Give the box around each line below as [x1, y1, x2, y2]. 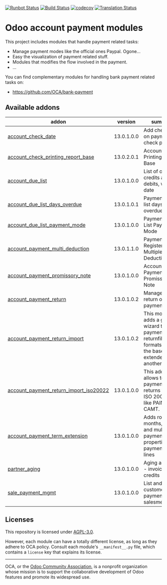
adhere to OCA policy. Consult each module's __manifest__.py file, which [5, 544, 155, 550]
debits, [143, 180, 160, 187]
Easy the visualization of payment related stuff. [12, 53, 108, 59]
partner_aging [7, 465, 41, 472]
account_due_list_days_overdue [7, 201, 82, 208]
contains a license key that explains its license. [5, 549, 102, 555]
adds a [143, 316, 160, 323]
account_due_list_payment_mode [7, 221, 86, 228]
